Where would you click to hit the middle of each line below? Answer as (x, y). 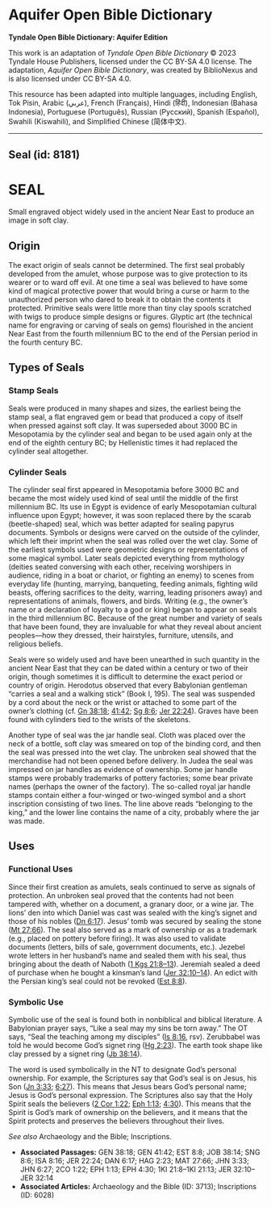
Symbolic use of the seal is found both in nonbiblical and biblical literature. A (135, 1020)
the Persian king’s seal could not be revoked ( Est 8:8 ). (98, 981)
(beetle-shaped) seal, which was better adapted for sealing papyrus (121, 524)
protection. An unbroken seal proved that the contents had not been (121, 895)
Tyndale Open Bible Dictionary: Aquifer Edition (88, 37)
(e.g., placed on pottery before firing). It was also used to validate (117, 938)
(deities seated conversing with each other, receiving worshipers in (120, 567)
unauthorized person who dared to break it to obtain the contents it (120, 299)
